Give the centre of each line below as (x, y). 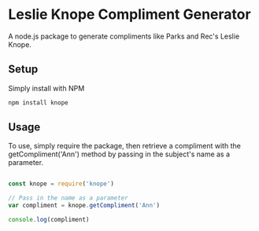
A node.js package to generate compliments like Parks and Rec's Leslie (124, 36)
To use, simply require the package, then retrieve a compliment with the (125, 146)
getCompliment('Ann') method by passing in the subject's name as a (119, 154)
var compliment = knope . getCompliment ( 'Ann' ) (84, 206)
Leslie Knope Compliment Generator (129, 15)
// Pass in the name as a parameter (68, 198)
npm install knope (38, 103)
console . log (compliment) (49, 220)
